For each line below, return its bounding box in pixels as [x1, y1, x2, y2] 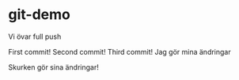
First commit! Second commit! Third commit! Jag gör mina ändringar [8, 47, 231, 56]
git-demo [8, 6, 71, 24]
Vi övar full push [8, 32, 62, 41]
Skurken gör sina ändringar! [8, 62, 99, 72]
